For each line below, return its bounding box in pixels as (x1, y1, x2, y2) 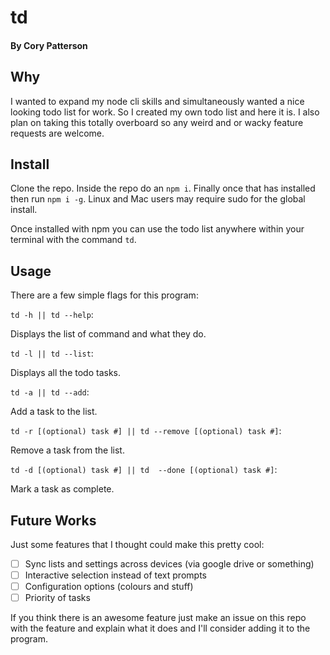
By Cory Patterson (10, 39, 88, 51)
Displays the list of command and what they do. (10, 328, 207, 340)
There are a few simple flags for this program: (10, 289, 199, 301)
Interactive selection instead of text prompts (24, 569, 207, 581)
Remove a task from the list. (10, 444, 125, 456)
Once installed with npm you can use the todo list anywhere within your (10, 223, 305, 235)
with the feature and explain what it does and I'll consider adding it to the (10, 622, 311, 635)
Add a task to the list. (10, 406, 98, 418)
